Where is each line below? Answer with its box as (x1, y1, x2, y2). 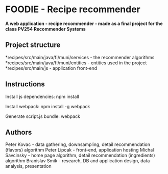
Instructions (5, 80, 45, 89)
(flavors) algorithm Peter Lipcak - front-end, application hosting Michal (5, 147, 154, 153)
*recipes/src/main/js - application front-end (5, 65, 98, 71)
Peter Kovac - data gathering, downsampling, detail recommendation (5, 141, 151, 147)
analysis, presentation (5, 163, 52, 169)
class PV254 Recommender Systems (5, 26, 86, 32)
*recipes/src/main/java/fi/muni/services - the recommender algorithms (5, 54, 155, 60)
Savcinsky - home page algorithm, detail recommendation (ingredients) (5, 152, 155, 159)
